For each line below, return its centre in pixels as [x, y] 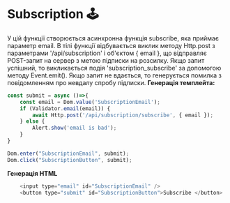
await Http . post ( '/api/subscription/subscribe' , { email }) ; [123, 115]
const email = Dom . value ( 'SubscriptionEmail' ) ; [90, 102]
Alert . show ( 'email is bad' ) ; [75, 128]
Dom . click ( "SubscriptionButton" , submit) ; [70, 160]
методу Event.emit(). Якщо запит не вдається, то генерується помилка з [114, 75]
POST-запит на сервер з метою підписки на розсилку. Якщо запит [106, 60]
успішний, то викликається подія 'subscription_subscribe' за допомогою [114, 68]
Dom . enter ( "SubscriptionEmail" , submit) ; [68, 153]
